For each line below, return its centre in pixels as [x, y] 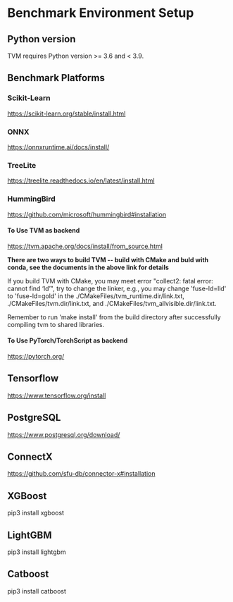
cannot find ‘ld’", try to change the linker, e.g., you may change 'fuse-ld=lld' [117, 288]
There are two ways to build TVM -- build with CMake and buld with [108, 259]
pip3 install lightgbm [37, 552]
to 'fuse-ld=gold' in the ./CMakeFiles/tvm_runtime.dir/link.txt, [96, 296]
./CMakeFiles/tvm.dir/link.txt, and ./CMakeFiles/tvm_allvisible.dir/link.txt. [112, 303]
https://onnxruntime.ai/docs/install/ [58, 147]
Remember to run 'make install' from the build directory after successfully [114, 317]
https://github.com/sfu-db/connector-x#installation [81, 474]
